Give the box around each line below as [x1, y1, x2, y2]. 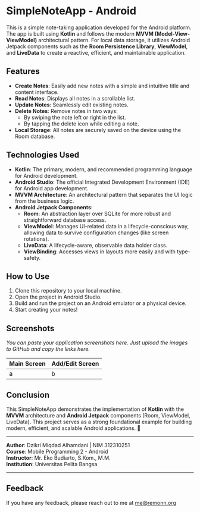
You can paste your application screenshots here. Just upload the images [6, 339, 188, 346]
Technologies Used [6, 150, 79, 160]
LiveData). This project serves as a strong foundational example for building [6, 418, 192, 425]
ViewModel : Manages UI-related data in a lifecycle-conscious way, [23, 222, 189, 230]
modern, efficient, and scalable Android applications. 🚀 [6, 425, 141, 432]
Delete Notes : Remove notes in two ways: [14, 107, 118, 114]
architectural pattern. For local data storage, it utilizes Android [38, 36, 190, 43]
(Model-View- [154, 30, 190, 37]
